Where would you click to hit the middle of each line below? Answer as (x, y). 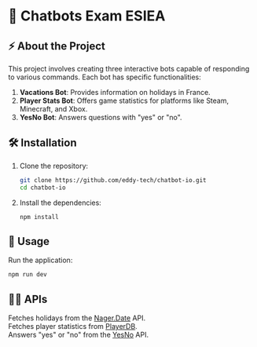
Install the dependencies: (61, 203)
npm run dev (28, 275)
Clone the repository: (54, 166)
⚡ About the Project (57, 46)
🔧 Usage (29, 241)
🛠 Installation (42, 143)
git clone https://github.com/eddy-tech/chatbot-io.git (113, 180)
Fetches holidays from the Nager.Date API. (77, 318)
